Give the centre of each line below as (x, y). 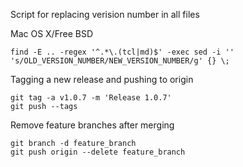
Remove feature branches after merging (92, 125)
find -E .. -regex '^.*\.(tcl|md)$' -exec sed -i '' (122, 52)
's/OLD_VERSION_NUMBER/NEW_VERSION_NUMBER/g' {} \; (120, 61)
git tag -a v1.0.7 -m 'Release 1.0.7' (91, 98)
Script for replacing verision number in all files (105, 14)
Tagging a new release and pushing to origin (102, 79)
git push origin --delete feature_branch (98, 152)
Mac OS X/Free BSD (52, 33)
